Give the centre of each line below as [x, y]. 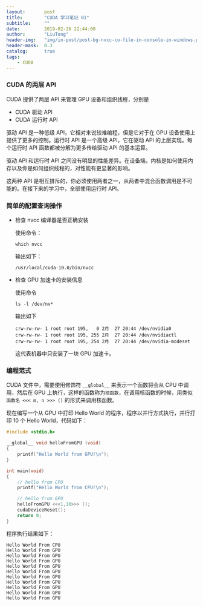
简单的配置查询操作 [34, 205]
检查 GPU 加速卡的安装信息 [49, 280]
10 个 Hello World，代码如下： [50, 421]
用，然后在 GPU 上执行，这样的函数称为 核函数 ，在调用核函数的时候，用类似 [100, 393]
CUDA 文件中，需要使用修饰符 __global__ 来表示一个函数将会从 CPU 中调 [98, 385]
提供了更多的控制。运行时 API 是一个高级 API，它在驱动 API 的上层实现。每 [99, 140]
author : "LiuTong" [37, 35]
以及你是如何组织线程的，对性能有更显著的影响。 [72, 168]
